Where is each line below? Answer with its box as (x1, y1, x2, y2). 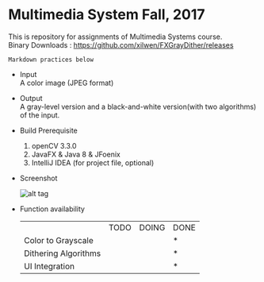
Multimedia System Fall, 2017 (8, 6, 205, 24)
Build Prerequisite (19, 126, 78, 135)
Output (19, 93, 43, 102)
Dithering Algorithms (23, 248, 101, 259)
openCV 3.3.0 (31, 141, 77, 150)
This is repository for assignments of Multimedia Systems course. (8, 32, 223, 41)
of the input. (19, 110, 60, 120)
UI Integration (23, 261, 75, 272)
